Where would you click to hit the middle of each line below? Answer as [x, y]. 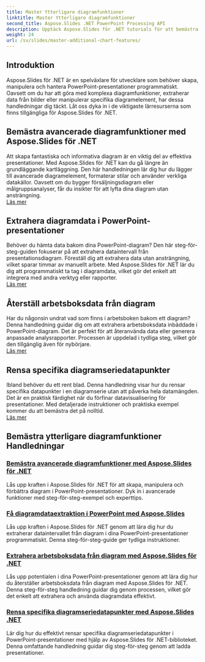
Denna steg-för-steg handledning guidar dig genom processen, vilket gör [99, 590]
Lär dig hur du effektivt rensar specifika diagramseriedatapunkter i [90, 633]
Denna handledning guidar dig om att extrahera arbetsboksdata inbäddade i [102, 325]
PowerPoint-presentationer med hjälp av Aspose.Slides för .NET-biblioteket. [102, 639]
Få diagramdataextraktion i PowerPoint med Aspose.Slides [96, 513]
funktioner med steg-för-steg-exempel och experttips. [75, 497]
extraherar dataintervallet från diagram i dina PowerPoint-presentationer [97, 533]
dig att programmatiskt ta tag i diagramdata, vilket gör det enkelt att [91, 271]
